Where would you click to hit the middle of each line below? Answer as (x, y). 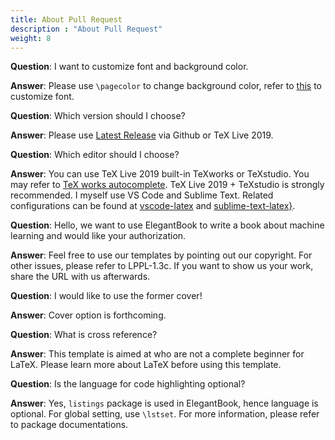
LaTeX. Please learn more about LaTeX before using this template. (146, 365)
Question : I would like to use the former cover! (106, 296)
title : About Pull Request (66, 19)
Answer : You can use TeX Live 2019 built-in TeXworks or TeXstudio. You (160, 174)
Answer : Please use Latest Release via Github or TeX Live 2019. (142, 135)
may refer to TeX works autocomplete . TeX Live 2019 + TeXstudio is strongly (167, 185)
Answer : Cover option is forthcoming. (88, 315)
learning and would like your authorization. (98, 236)
